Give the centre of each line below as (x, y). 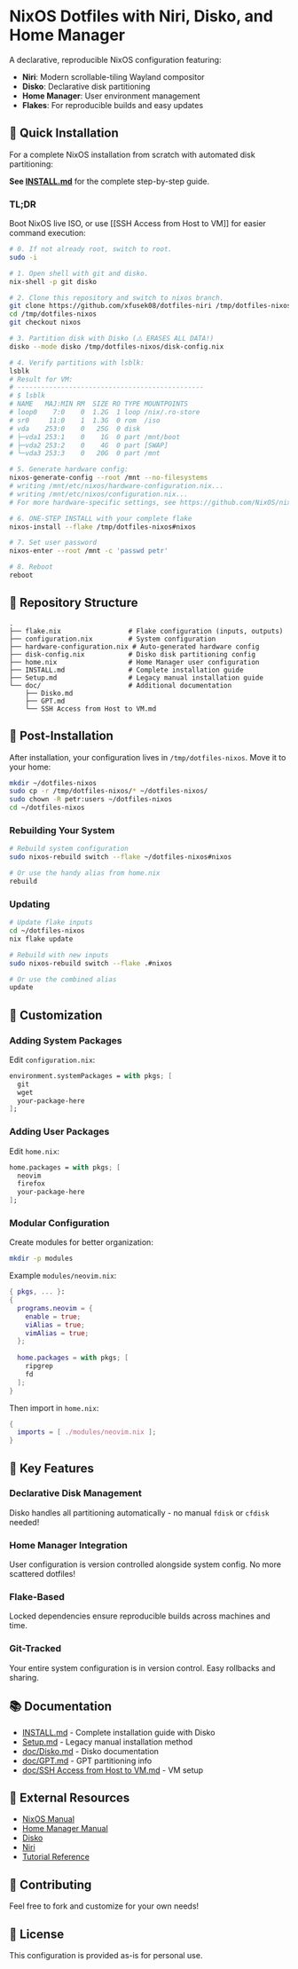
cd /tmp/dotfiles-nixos (53, 314)
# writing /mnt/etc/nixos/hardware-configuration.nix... (117, 486)
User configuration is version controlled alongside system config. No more (145, 1564)
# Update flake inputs (51, 923)
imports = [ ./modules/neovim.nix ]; (87, 1432)
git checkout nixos (45, 323)
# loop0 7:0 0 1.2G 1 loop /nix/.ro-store (105, 413)
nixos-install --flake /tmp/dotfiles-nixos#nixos (103, 527)
